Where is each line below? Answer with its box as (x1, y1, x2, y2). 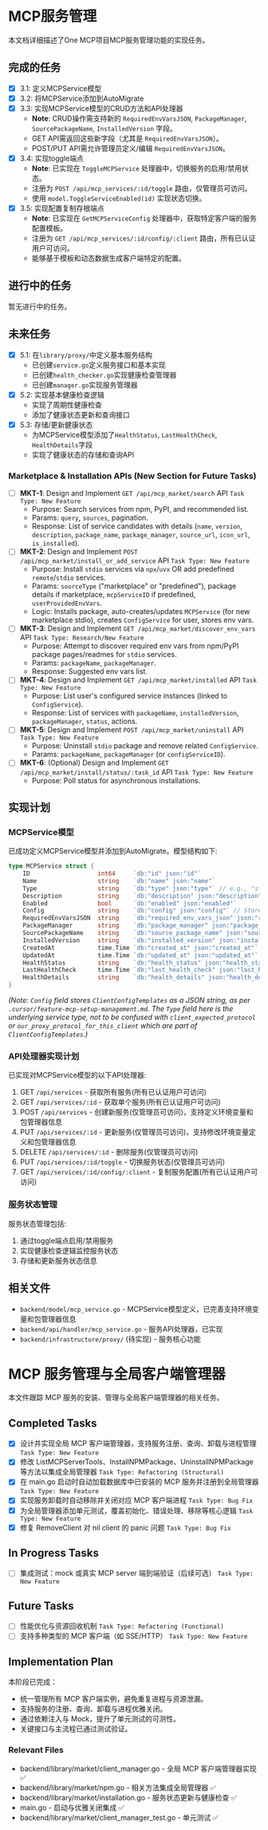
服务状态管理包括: (8, 1218, 67, 1228)
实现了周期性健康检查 (31, 400, 102, 410)
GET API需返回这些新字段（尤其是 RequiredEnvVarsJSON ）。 (31, 133, 223, 143)
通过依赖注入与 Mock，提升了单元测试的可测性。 (19, 1714, 181, 1724)
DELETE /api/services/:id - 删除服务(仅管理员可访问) (19, 1147, 199, 1157)
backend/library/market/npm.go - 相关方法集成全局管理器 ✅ (19, 1782, 217, 1792)
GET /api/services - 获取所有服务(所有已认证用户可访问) (19, 1087, 207, 1097)
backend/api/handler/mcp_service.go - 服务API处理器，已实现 (19, 1324, 223, 1333)
